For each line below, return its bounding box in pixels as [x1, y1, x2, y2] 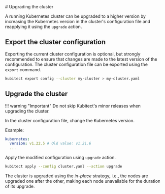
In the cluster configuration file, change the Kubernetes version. [5, 117, 135, 123]
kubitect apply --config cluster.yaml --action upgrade [5, 164, 122, 169]
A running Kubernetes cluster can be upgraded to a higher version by [5, 13, 146, 19]
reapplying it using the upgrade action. [5, 24, 82, 29]
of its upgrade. [5, 183, 35, 189]
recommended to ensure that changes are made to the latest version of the [5, 56, 158, 62]
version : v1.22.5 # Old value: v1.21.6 [9, 141, 92, 146]
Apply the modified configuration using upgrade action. [5, 155, 116, 161]
